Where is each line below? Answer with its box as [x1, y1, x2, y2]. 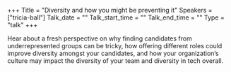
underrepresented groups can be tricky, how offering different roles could [7, 42, 223, 50]
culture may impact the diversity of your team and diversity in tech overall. [7, 57, 224, 65]
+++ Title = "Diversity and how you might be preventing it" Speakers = [7, 6, 213, 14]
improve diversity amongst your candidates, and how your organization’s [7, 49, 219, 57]
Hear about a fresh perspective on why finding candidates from [7, 34, 192, 43]
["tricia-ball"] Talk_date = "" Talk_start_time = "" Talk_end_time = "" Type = [7, 13, 225, 22]
